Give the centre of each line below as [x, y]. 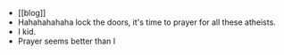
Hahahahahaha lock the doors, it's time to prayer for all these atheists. [147, 22]
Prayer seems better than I [67, 41]
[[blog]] [32, 13]
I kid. [27, 31]
